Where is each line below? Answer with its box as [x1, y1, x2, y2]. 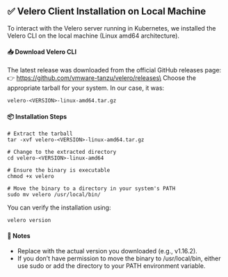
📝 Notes [7, 231, 31, 239]
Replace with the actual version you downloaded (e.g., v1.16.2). [17, 247, 198, 255]
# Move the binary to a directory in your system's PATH [7, 185, 176, 192]
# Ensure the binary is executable [7, 167, 111, 174]
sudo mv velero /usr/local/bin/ [7, 191, 101, 198]
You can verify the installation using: [7, 203, 111, 212]
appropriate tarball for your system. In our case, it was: [7, 84, 165, 93]
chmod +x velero [7, 173, 54, 180]
